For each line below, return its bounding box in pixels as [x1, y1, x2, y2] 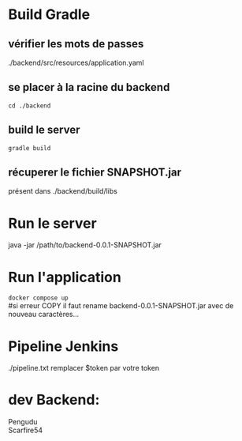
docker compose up [8, 294, 69, 302]
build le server [8, 123, 80, 137]
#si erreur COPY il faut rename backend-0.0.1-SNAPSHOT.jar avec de [8, 301, 234, 311]
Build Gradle [8, 6, 91, 24]
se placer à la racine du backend [8, 81, 170, 94]
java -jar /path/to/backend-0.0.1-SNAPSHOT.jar [8, 240, 162, 250]
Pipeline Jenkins [8, 337, 119, 355]
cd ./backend [8, 101, 51, 110]
